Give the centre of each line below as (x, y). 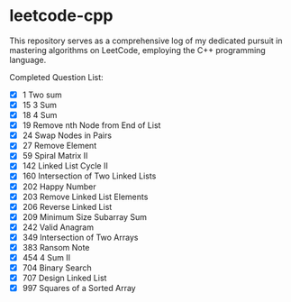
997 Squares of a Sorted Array (79, 288)
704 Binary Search (57, 268)
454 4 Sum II (46, 257)
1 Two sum (42, 95)
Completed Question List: (56, 77)
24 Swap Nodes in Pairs (67, 135)
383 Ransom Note (56, 247)
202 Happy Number (59, 187)
